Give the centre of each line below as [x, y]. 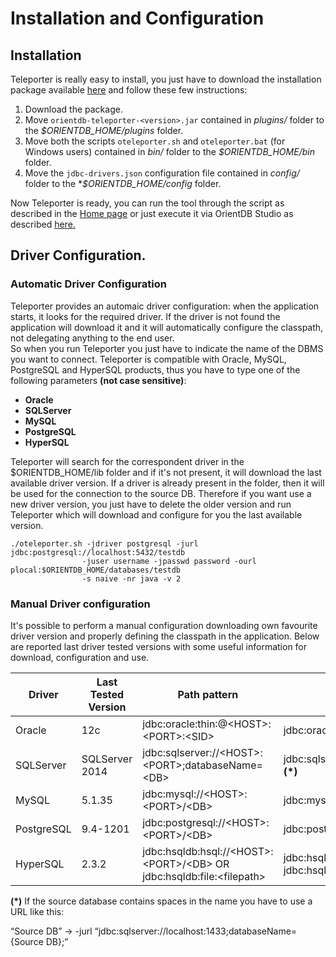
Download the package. [73, 109]
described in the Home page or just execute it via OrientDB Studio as [152, 213]
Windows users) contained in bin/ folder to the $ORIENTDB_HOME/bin [169, 151]
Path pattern [208, 694]
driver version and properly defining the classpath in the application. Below [165, 636]
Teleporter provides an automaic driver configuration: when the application [165, 306]
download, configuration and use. [80, 657]
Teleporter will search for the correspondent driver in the [127, 461]
